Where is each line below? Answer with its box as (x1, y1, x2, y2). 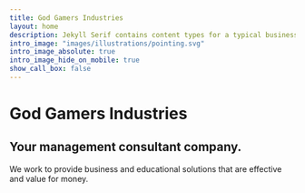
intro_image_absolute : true (9, 47, 116, 56)
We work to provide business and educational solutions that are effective (9, 163, 282, 174)
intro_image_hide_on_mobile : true (9, 56, 141, 65)
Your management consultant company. (9, 139, 242, 155)
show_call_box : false (9, 65, 92, 74)
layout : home (9, 22, 59, 31)
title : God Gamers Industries (9, 13, 124, 23)
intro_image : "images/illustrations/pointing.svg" (9, 38, 205, 48)
